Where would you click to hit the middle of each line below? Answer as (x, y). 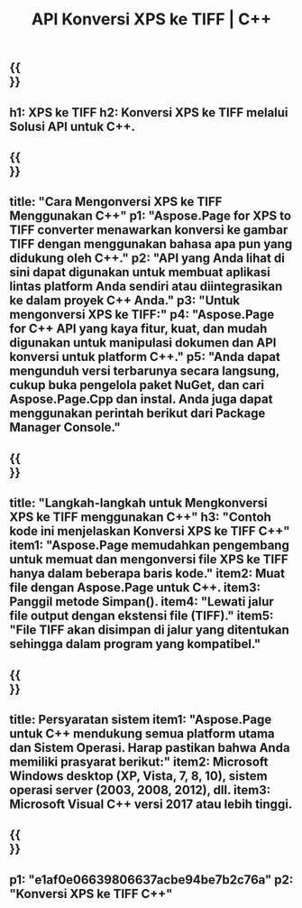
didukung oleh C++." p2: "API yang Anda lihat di (147, 259)
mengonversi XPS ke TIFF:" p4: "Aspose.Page (142, 315)
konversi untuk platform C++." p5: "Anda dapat (145, 357)
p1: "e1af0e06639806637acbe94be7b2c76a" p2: (151, 880)
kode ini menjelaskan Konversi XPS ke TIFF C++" (150, 531)
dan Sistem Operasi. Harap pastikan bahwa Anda (150, 748)
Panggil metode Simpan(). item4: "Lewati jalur (142, 602)
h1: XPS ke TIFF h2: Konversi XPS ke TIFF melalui (149, 112)
